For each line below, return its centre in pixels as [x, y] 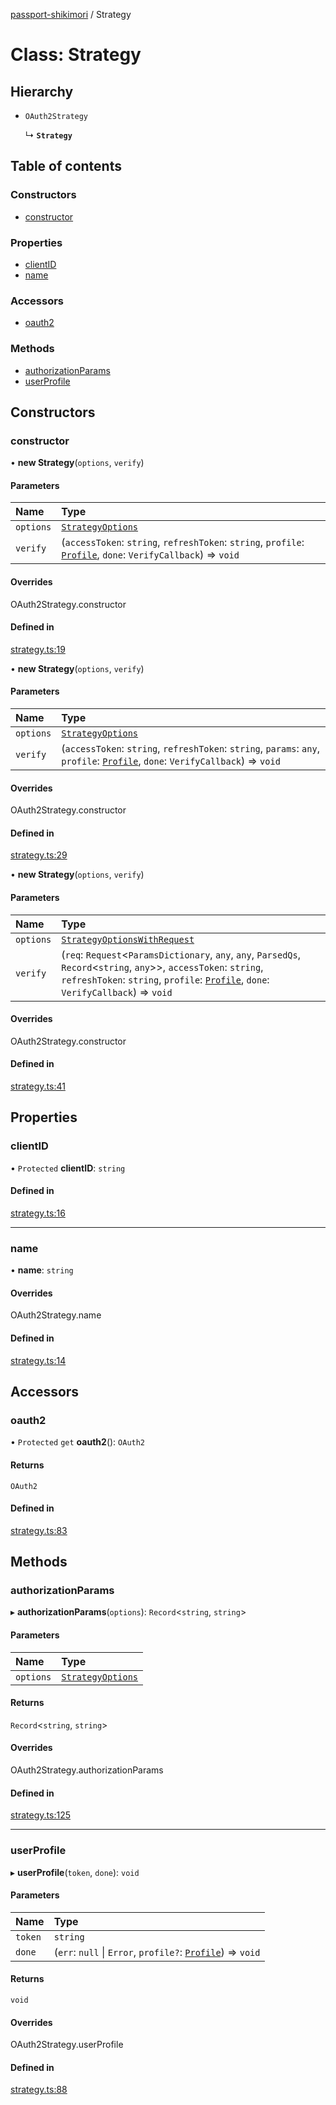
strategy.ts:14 [38, 1360]
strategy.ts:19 [38, 649]
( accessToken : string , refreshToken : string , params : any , [190, 749]
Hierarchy [42, 91]
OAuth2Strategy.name [56, 1315]
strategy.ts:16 [38, 1213]
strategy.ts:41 [38, 1086]
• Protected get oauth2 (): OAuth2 [78, 1442]
